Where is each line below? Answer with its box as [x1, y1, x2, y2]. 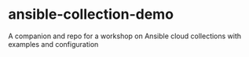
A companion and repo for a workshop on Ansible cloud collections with [8, 31, 242, 41]
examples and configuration [8, 39, 99, 48]
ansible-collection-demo [8, 5, 174, 23]
